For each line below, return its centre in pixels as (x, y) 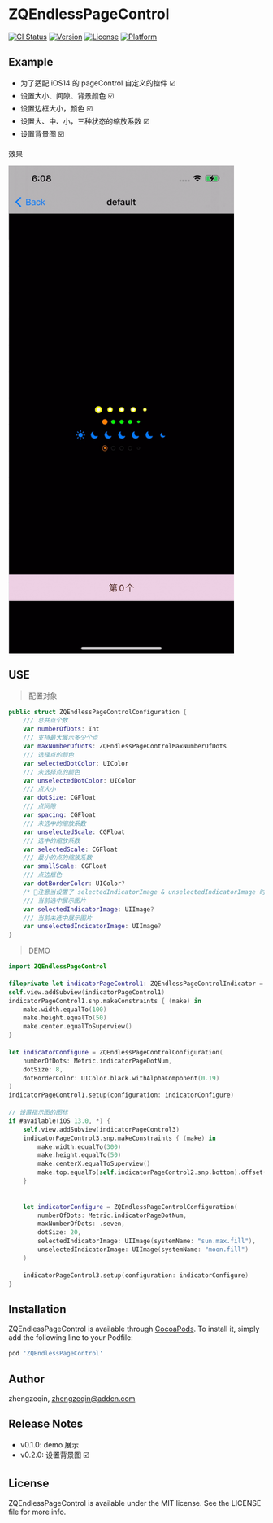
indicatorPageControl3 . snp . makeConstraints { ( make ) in (120, 1138)
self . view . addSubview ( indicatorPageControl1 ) (87, 992)
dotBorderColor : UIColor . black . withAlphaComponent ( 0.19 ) (121, 1078)
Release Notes (46, 1424)
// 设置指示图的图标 (38, 1113)
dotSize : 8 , (43, 1069)
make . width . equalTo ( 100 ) (65, 1010)
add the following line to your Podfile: (71, 1338)
